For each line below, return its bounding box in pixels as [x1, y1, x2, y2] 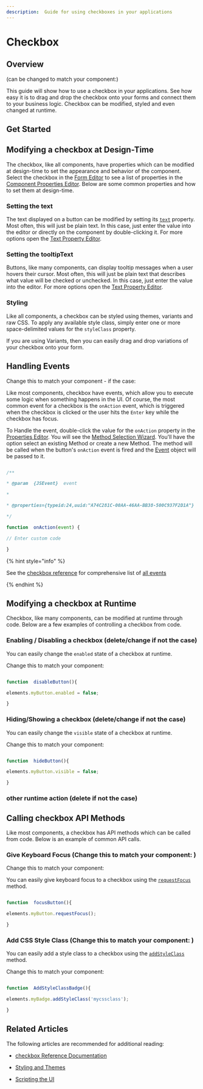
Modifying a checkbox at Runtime [6, 598, 137, 608]
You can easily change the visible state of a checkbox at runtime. [6, 729, 173, 736]
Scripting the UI [15, 1075, 55, 1082]
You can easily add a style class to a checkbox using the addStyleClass [6, 950, 185, 957]
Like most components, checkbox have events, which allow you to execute [6, 389, 193, 396]
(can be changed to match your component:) [6, 75, 119, 83]
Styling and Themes [15, 1063, 66, 1071]
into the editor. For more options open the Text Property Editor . [6, 283, 163, 290]
